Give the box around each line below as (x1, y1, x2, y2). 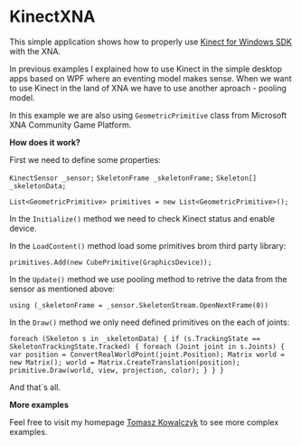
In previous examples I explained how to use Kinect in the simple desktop (9, 63, 283, 74)
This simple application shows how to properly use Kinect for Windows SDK (9, 36, 292, 47)
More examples (9, 399, 70, 410)
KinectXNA (9, 6, 96, 27)
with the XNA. (9, 45, 61, 56)
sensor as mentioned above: (9, 283, 116, 294)
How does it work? (9, 137, 81, 147)
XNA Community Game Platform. (9, 119, 132, 130)
